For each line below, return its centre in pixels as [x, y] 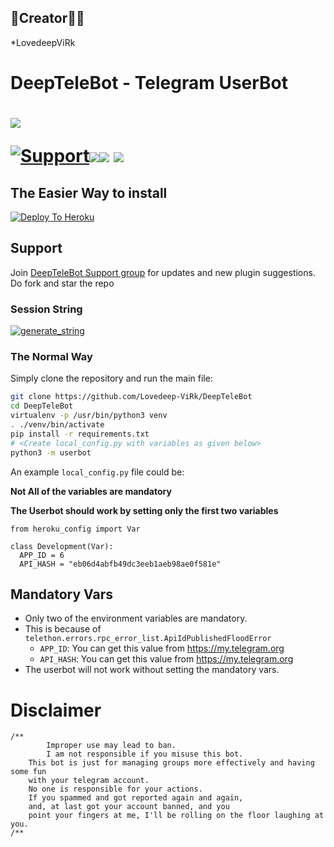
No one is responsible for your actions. [115, 789]
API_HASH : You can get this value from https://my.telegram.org [166, 659]
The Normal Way [51, 357]
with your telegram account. [89, 781]
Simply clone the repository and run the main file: [111, 378]
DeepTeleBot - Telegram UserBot [149, 83]
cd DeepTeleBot [42, 406]
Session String [46, 309]
